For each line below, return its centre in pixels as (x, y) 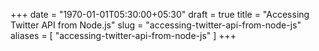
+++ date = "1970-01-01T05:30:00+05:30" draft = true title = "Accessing (160, 14)
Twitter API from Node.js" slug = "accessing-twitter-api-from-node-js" (156, 25)
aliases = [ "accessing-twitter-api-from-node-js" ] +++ (123, 35)
